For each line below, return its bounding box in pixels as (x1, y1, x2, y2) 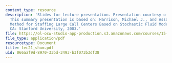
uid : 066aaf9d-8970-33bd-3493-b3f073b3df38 (5, 50, 100, 55)
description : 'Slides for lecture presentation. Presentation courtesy (5, 12, 161, 17)
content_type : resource (5, 7, 56, 13)
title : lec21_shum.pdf (5, 45, 54, 50)
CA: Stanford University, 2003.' (10, 26, 81, 31)
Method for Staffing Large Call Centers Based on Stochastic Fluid (10, 21, 157, 27)
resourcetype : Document (5, 41, 56, 46)
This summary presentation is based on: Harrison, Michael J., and (10, 17, 157, 22)
